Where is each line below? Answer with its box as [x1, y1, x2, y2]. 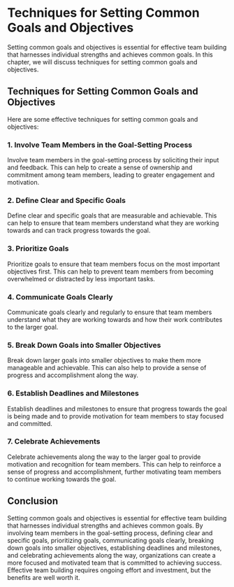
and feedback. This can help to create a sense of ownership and [7, 163, 193, 172]
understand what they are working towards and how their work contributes [7, 315, 223, 323]
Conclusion [7, 495, 59, 507]
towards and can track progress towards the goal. [7, 226, 151, 235]
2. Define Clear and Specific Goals [7, 195, 126, 205]
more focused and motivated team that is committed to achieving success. [7, 558, 222, 567]
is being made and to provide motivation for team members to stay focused [7, 411, 224, 420]
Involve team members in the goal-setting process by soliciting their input [7, 156, 219, 164]
